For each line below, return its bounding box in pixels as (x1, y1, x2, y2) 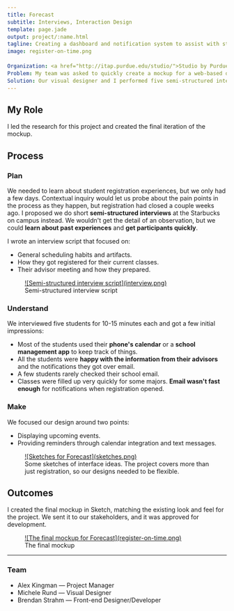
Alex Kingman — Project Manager (17, 581, 115, 589)
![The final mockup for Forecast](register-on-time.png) (24, 534, 182, 542)
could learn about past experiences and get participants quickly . (7, 223, 198, 232)
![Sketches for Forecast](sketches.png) (24, 452, 137, 461)
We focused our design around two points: (7, 418, 130, 426)
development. (7, 521, 47, 529)
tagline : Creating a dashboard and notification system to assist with (7, 40, 219, 48)
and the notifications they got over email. (17, 363, 135, 371)
